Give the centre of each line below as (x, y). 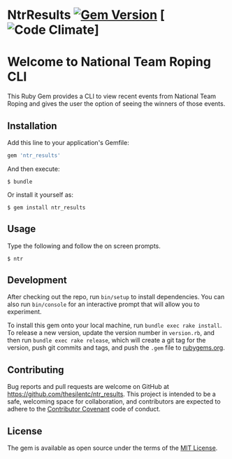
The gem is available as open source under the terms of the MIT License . (113, 448)
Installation (32, 126)
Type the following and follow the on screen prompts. (84, 246)
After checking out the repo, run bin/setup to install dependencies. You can (116, 297)
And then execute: (34, 169)
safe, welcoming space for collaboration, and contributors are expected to (114, 402)
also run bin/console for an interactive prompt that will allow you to (104, 304)
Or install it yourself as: (40, 194)
